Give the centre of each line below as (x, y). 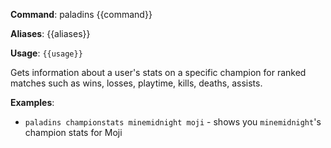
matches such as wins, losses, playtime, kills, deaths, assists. (136, 83)
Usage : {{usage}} (46, 53)
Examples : (32, 102)
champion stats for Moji (73, 132)
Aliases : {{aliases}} (50, 33)
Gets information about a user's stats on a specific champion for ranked (158, 72)
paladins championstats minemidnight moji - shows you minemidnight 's (173, 122)
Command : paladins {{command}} (81, 14)
